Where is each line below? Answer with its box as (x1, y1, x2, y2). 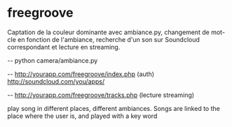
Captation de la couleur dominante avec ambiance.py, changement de (7, 28, 210, 36)
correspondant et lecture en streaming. (7, 43, 121, 51)
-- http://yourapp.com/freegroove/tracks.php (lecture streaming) (7, 91, 195, 99)
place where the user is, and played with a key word (7, 112, 158, 120)
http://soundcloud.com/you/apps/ (7, 77, 105, 85)
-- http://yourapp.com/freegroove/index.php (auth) (7, 70, 155, 78)
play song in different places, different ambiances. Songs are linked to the (7, 104, 221, 112)
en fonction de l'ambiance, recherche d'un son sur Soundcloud (17, 35, 200, 43)
